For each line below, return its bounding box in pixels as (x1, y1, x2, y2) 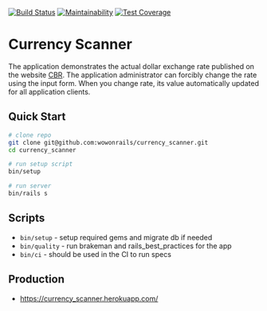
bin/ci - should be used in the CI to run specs (19, 249, 171, 259)
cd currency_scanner (8, 146, 77, 154)
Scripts (8, 212, 45, 225)
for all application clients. (8, 87, 91, 96)
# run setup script (8, 160, 73, 169)
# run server (8, 182, 52, 190)
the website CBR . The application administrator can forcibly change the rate (8, 70, 257, 80)
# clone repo (8, 131, 52, 139)
